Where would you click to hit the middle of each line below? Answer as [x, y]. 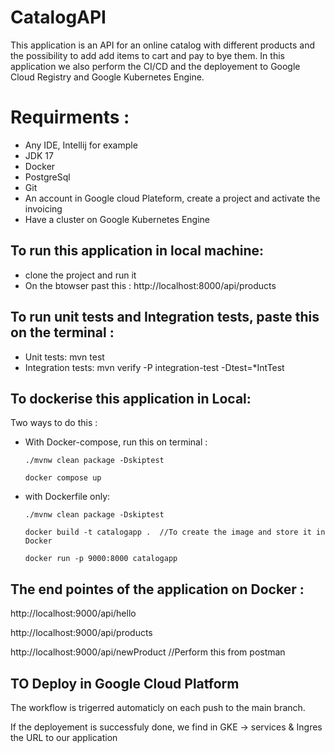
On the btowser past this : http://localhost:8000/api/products [150, 285]
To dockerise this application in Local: [131, 398]
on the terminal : [62, 332]
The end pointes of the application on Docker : [157, 589]
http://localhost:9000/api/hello [73, 613]
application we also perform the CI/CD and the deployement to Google [155, 66]
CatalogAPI [58, 17]
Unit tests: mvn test [64, 357]
